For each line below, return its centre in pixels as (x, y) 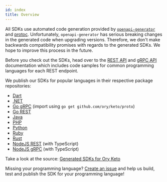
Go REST (22, 112)
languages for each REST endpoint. (42, 70)
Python (20, 127)
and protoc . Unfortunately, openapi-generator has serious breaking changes (84, 34)
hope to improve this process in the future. (49, 50)
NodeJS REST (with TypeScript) (45, 143)
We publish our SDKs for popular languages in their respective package (79, 80)
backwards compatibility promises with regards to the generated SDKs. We (83, 45)
